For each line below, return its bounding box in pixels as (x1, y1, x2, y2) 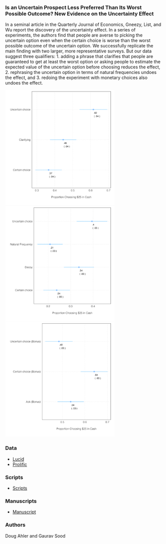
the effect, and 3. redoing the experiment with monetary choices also (5, 74, 147, 81)
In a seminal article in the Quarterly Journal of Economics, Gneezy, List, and (5, 21, 161, 27)
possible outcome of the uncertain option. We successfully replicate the (5, 43, 153, 49)
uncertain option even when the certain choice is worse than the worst (5, 37, 151, 43)
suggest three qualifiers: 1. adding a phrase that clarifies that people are (5, 53, 153, 59)
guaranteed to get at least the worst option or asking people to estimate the (5, 59, 161, 65)
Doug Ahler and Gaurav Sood (5, 533, 66, 539)
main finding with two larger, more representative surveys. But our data (5, 48, 152, 54)
